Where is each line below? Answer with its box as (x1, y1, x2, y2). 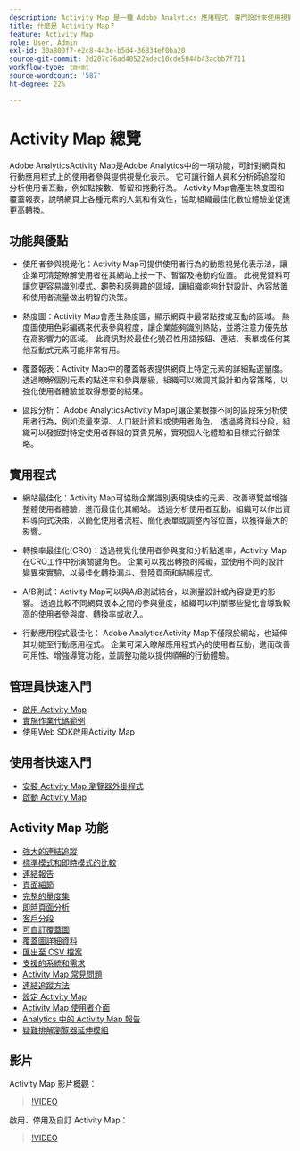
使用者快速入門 (9, 755, 92, 770)
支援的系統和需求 (21, 957, 86, 968)
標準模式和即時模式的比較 (21, 857, 117, 868)
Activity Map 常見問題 (21, 969, 103, 979)
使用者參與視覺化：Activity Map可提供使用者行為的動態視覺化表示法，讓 (21, 258, 288, 269)
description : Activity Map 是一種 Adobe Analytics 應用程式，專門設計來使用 (9, 13, 281, 22)
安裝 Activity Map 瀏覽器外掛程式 (21, 780, 145, 791)
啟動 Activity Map (21, 792, 87, 802)
